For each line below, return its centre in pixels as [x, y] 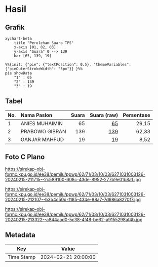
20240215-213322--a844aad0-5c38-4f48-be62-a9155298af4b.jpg [74, 219]
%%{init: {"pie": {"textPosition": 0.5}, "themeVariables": [68, 65]
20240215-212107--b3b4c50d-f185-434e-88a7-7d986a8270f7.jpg [73, 199]
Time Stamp [22, 257]
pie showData [19, 73]
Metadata [20, 235]
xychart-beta [19, 38]
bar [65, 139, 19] [33, 56]
